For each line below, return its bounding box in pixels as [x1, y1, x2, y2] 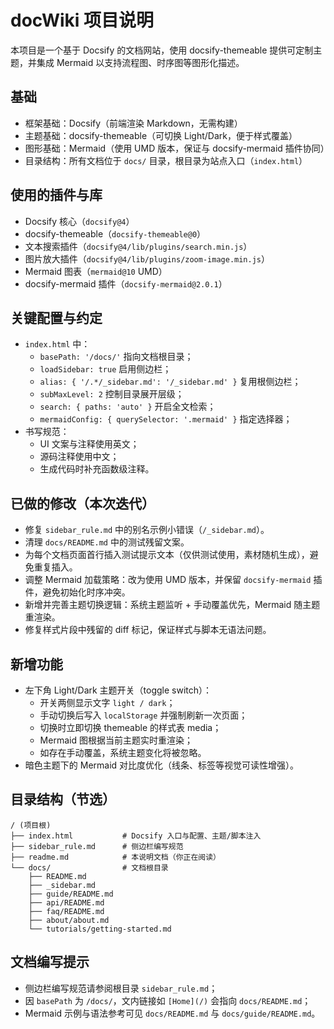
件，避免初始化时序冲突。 [24, 586, 131, 598]
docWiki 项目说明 [10, 9, 155, 32]
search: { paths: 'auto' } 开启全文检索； [39, 401, 217, 413]
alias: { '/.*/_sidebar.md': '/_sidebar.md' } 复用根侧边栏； [39, 376, 302, 388]
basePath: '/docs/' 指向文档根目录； [39, 351, 194, 363]
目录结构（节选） [10, 791, 116, 808]
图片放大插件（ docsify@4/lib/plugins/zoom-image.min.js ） [24, 252, 270, 265]
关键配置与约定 [10, 309, 103, 326]
